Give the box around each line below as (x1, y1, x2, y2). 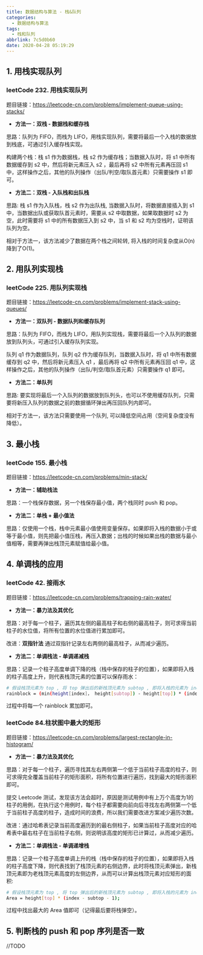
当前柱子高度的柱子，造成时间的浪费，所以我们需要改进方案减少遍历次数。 (11, 808, 197, 816)
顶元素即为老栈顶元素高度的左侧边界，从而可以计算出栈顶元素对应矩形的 (6, 870, 186, 877)
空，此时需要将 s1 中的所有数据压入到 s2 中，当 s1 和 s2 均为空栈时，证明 (6, 217, 188, 224)
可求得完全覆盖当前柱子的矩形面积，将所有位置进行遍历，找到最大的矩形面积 (6, 773, 197, 781)
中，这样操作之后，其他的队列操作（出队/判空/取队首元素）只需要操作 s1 (6, 168, 186, 176)
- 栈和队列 (11, 31, 36, 37)
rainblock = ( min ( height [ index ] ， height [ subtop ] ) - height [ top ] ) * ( (6, 691, 187, 697)
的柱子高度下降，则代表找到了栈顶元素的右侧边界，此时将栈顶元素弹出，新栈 (6, 862, 197, 869)
